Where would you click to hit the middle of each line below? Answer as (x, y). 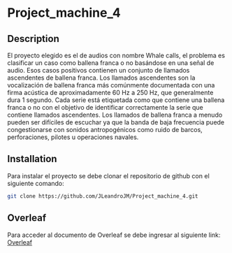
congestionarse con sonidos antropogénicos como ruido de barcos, (105, 130)
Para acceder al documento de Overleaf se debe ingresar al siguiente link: (114, 235)
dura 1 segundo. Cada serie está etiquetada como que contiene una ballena (116, 100)
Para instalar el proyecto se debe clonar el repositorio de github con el (108, 175)
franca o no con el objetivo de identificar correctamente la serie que (106, 107)
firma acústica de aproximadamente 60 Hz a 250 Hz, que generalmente (110, 93)
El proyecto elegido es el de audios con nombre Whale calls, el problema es (116, 55)
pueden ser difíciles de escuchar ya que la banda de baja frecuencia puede (116, 122)
